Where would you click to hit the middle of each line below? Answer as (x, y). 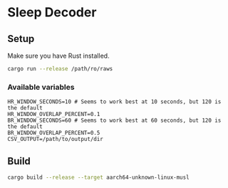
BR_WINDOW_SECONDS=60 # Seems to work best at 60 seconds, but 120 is (114, 121)
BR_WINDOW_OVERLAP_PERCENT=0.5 (54, 133)
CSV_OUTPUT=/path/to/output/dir (55, 140)
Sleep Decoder (52, 12)
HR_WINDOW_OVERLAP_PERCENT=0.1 (54, 115)
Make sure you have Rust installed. (58, 56)
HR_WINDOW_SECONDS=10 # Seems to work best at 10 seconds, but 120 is (114, 102)
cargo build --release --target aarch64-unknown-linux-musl (99, 177)
